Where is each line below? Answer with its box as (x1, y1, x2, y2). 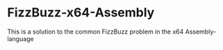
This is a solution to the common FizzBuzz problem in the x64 (7, 27, 184, 36)
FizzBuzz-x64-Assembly (7, 5, 155, 21)
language (7, 34, 34, 42)
